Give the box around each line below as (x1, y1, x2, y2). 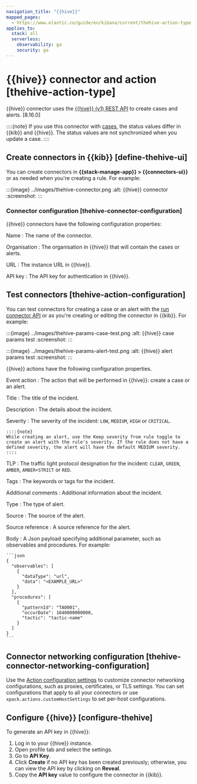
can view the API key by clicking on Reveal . (14, 765, 121, 772)
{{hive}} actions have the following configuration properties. (6, 365, 152, 372)
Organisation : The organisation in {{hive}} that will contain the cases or (6, 243, 180, 250)
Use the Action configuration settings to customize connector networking (6, 676, 185, 684)
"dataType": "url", (21, 573, 70, 579)
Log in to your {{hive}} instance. (14, 740, 93, 747)
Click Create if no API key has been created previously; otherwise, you (14, 759, 187, 766)
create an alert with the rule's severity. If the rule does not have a (6, 439, 189, 445)
